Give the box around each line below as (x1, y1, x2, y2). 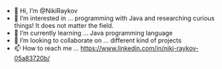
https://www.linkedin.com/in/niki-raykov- (80, 44, 199, 52)
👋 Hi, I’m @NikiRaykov (13, 7, 78, 15)
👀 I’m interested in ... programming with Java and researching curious (13, 14, 215, 22)
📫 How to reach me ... (13, 44, 79, 52)
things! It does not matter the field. (13, 22, 114, 29)
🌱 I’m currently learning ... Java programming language (13, 29, 173, 37)
